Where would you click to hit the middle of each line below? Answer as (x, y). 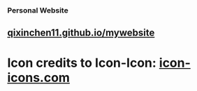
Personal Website (38, 10)
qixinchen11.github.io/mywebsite (81, 33)
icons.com (38, 77)
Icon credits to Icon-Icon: (82, 63)
